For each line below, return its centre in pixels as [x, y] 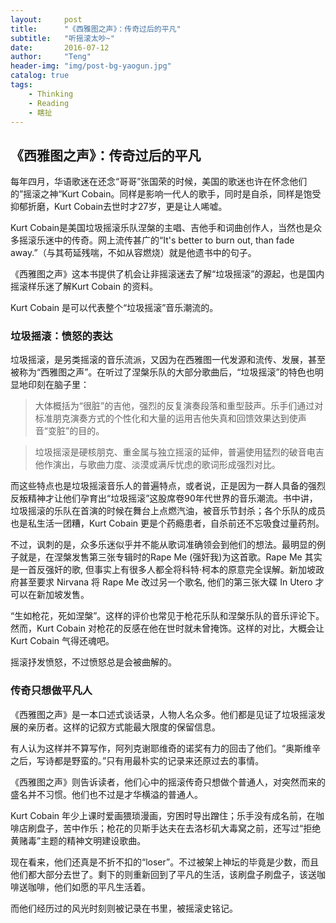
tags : [21, 85]
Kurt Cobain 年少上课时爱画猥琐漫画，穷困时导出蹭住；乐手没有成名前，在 [163, 815]
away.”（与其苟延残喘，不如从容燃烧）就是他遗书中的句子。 [133, 253]
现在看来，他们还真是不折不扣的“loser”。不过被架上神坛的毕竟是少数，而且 [165, 862]
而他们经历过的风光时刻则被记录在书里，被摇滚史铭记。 [124, 908]
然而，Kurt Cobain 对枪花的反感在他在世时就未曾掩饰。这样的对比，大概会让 [167, 628]
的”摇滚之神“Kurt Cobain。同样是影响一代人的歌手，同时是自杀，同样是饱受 [166, 194]
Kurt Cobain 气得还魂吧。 [62, 641]
